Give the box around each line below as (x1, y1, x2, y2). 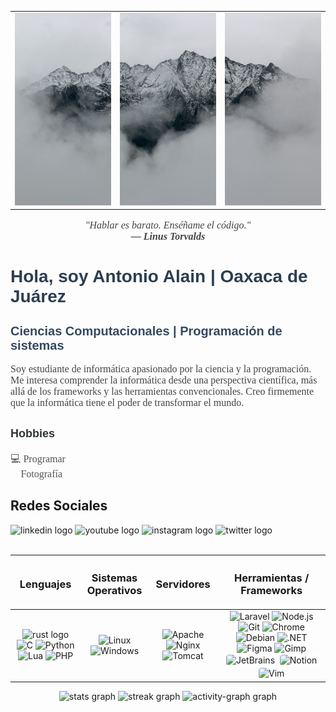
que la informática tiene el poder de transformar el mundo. (10, 397, 245, 409)
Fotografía (20, 468, 63, 480)
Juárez (10, 286, 67, 307)
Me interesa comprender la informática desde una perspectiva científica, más (10, 374, 318, 386)
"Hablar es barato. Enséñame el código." (84, 219, 252, 231)
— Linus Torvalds (130, 231, 206, 243)
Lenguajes (19, 577, 72, 591)
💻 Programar (10, 453, 66, 465)
